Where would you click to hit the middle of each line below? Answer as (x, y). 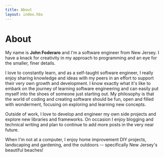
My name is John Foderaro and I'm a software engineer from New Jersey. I (82, 53)
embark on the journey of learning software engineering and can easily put (82, 89)
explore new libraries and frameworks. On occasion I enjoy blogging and (80, 119)
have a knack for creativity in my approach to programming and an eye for (81, 58)
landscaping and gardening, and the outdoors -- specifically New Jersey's (81, 145)
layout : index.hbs (24, 14)
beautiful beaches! (24, 150)
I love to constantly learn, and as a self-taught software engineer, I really (79, 73)
